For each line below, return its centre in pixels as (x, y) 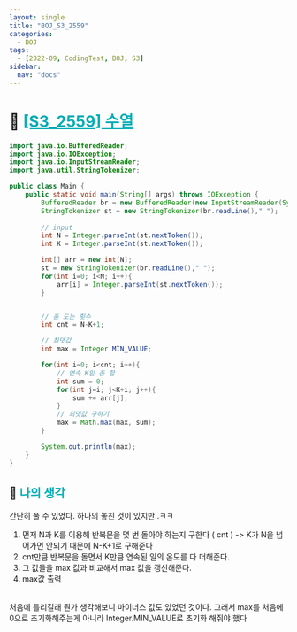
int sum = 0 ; (80, 382)
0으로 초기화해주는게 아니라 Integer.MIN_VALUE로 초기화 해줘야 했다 (128, 618)
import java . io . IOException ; (63, 154)
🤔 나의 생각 (38, 493)
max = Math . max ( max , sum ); (106, 423)
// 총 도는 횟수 (66, 316)
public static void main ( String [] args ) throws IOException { (142, 195)
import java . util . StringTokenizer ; (75, 170)
